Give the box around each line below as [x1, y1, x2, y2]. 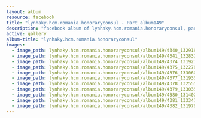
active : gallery [6, 31, 47, 37]
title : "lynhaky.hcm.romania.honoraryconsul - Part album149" [6, 20, 165, 26]
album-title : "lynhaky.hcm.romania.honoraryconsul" [6, 36, 138, 42]
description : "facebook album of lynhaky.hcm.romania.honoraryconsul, [6, 25, 186, 32]
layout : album [6, 8, 42, 15]
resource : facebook [6, 14, 55, 20]
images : [6, 42, 26, 48]
